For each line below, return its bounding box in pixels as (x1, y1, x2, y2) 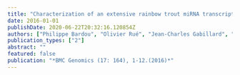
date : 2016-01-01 (7, 17, 59, 24)
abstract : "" (7, 44, 46, 51)
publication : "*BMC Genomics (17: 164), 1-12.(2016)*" (7, 57, 174, 64)
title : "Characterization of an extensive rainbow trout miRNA (7, 10, 200, 18)
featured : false (7, 51, 56, 58)
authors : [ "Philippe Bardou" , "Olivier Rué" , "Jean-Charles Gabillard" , (7, 30, 229, 38)
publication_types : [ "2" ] (7, 37, 84, 44)
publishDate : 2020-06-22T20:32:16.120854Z (7, 24, 136, 31)
